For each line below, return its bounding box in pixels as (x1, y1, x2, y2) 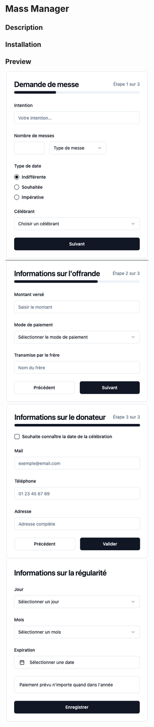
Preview (5, 58, 32, 66)
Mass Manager (5, 3, 70, 15)
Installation (5, 40, 41, 49)
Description (5, 23, 43, 32)
